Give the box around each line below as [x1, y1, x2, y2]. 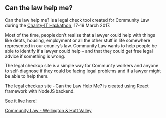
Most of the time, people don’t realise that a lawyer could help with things [5, 32, 155, 38]
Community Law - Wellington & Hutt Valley [5, 107, 92, 113]
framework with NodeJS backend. [5, 88, 75, 94]
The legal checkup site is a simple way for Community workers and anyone [5, 62, 159, 68]
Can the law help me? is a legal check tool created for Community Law [5, 17, 149, 23]
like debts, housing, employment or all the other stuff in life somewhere [5, 37, 150, 43]
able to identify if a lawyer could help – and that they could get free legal [5, 48, 153, 54]
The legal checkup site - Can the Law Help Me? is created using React [5, 83, 149, 89]
